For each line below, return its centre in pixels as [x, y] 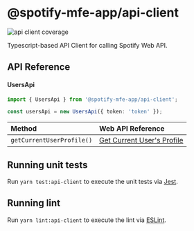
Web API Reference [132, 129]
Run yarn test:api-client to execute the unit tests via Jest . [92, 182]
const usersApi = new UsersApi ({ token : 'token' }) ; [85, 112]
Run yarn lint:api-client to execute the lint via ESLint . [87, 220]
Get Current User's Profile [141, 140]
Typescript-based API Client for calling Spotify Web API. [87, 45]
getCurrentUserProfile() [52, 140]
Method [24, 129]
